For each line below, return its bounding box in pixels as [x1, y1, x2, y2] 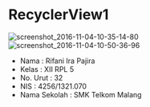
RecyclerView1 [8, 6, 109, 24]
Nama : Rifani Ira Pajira [19, 56, 95, 65]
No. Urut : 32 [19, 73, 63, 82]
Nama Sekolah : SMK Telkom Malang [19, 89, 142, 99]
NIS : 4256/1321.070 [19, 81, 87, 91]
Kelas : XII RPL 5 [19, 64, 75, 73]
